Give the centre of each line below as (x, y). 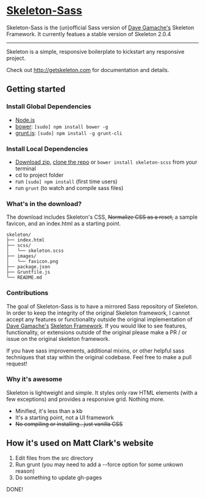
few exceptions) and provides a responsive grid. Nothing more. (85, 399)
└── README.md (24, 278)
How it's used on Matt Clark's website (80, 443)
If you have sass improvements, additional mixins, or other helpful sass (95, 350)
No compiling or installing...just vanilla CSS (69, 424)
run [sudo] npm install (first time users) (66, 181)
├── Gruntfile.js (28, 273)
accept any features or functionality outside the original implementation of (99, 319)
